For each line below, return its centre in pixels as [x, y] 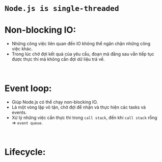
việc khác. [22, 49]
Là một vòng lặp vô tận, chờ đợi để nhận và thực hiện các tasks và [79, 107]
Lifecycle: [25, 152]
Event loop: [28, 88]
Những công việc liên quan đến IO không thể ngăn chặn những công [81, 44]
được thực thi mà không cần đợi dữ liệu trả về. [58, 59]
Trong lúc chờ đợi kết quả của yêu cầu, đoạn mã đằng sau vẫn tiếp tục [83, 54]
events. [19, 113]
